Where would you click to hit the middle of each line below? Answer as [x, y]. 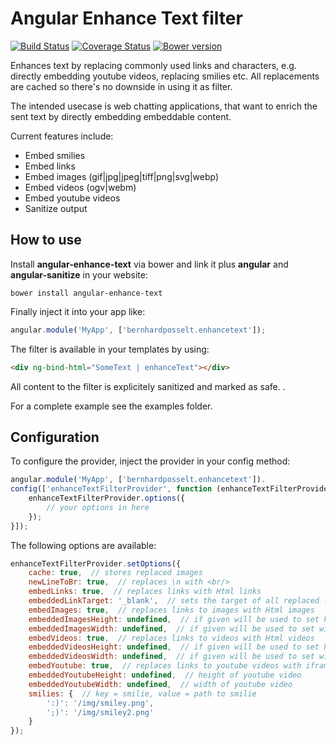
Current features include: [62, 136]
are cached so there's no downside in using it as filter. [121, 86]
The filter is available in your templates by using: [110, 349]
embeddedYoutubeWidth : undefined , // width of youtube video [160, 684]
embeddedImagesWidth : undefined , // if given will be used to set [171, 628]
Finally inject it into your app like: [78, 311]
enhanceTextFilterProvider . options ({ [107, 498]
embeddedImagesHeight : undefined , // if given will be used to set [174, 619]
